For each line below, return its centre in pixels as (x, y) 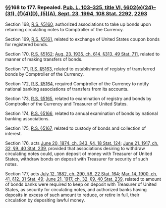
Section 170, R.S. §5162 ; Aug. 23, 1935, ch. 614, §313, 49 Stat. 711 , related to (83, 54)
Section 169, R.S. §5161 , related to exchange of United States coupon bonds (83, 39)
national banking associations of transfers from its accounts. (67, 89)
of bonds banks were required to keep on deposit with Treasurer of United (81, 184)
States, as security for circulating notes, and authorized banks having (76, 190)
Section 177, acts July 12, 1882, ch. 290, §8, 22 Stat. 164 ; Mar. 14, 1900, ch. (81, 174)
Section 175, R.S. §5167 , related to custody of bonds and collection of (76, 128)
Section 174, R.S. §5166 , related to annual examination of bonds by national (82, 113)
